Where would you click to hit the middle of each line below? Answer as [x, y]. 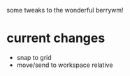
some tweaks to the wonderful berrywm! [65, 10]
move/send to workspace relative [65, 65]
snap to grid [34, 57]
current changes [56, 38]
